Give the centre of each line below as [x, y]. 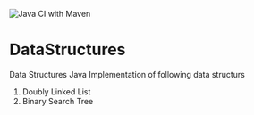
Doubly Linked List [56, 91]
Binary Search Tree [58, 101]
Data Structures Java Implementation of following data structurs [127, 74]
